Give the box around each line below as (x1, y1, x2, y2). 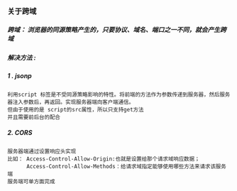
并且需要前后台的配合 (7, 114, 60, 121)
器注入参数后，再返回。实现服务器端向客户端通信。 (7, 98, 135, 106)
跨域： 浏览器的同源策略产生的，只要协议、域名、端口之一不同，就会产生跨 (7, 25, 227, 33)
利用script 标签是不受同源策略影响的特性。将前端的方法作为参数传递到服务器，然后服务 (7, 91, 231, 98)
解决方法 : (7, 53, 36, 62)
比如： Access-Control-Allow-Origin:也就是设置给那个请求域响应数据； (7, 155, 200, 163)
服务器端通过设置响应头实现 (7, 148, 77, 155)
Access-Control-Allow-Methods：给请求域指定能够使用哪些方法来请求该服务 (26, 163, 227, 170)
